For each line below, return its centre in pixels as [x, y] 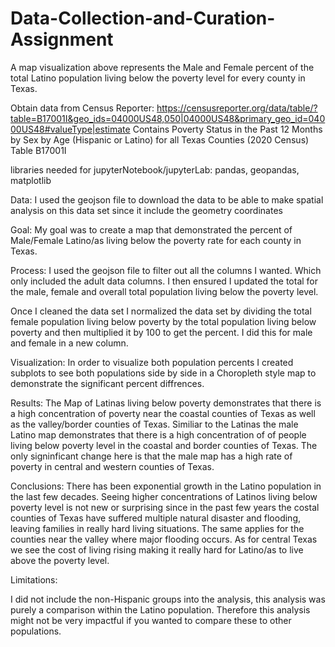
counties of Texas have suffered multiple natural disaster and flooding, [156, 518]
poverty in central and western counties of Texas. [112, 466]
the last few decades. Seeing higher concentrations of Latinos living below [164, 496]
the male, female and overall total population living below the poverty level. [164, 291]
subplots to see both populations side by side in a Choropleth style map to [163, 373]
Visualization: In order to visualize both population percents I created [152, 362]
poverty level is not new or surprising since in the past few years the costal [165, 507]
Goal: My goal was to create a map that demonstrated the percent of [151, 229]
